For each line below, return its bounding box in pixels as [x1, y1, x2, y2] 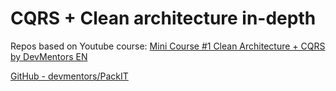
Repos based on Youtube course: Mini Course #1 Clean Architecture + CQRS [10, 40, 326, 52]
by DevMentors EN [10, 50, 88, 62]
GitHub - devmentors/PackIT [10, 70, 129, 82]
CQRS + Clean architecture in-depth [10, 7, 317, 30]
